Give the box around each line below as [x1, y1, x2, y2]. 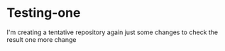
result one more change [6, 35, 77, 43]
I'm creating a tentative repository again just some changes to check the [6, 28, 219, 36]
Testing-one [6, 5, 81, 21]
